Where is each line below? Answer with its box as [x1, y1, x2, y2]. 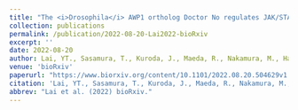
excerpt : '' [9, 37, 53, 47]
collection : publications [9, 21, 105, 30]
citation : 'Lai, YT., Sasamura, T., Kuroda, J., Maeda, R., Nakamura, [9, 79, 276, 88]
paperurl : [9, 71, 46, 80]
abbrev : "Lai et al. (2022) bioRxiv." [9, 87, 153, 96]
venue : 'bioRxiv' [9, 63, 74, 72]
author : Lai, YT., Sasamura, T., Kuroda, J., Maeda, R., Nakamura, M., [9, 54, 279, 63]
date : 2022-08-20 [9, 46, 74, 55]
